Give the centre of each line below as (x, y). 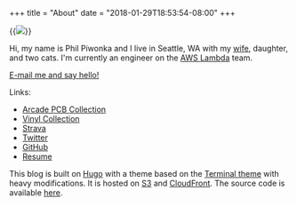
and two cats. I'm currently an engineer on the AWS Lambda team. (131, 58)
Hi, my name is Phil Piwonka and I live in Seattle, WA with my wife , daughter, (149, 48)
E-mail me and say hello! (54, 75)
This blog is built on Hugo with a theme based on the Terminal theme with (144, 174)
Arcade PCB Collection (64, 109)
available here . (36, 193)
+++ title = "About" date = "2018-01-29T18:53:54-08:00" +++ (122, 13)
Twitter (35, 138)
